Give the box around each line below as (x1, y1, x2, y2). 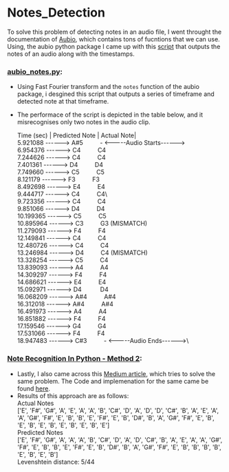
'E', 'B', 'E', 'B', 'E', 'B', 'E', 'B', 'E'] (17, 421, 110, 429)
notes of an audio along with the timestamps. (7, 50, 135, 58)
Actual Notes (17, 399, 54, 407)
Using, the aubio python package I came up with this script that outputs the (7, 42, 221, 50)
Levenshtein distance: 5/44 (17, 458, 95, 466)
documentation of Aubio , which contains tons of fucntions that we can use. (7, 35, 220, 43)
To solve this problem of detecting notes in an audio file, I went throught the (7, 28, 222, 36)
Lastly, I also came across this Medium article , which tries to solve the (17, 369, 215, 377)
